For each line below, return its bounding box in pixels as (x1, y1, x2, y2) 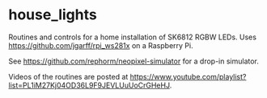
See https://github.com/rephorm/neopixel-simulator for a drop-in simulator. (8, 56, 259, 66)
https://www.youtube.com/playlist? (129, 71, 247, 81)
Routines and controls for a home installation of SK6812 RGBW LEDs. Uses (8, 32, 257, 42)
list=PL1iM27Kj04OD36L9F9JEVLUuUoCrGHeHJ (8, 80, 170, 90)
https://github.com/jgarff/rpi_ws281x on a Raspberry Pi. (8, 40, 193, 50)
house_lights (8, 6, 97, 24)
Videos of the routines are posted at (8, 71, 129, 81)
